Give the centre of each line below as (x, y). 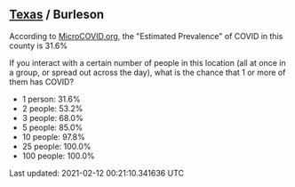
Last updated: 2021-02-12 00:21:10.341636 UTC (97, 173)
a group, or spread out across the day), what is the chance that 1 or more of (147, 72)
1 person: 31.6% (51, 99)
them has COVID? (41, 81)
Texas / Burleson (57, 15)
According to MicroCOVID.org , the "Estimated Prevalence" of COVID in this (146, 36)
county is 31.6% (39, 45)
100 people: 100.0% (58, 156)
